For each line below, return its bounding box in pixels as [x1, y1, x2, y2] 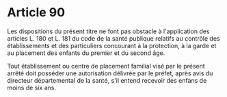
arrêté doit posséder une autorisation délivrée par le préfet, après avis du [7, 69, 213, 77]
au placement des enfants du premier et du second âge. [7, 49, 165, 57]
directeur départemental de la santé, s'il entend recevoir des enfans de [7, 76, 207, 84]
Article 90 [7, 5, 66, 20]
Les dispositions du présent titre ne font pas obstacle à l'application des [7, 27, 210, 35]
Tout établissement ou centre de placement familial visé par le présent [7, 62, 205, 70]
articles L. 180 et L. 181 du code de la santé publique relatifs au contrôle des [7, 34, 220, 42]
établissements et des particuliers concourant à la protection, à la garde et [7, 41, 217, 50]
